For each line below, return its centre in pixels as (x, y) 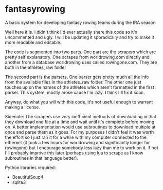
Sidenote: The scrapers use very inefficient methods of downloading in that (81, 116)
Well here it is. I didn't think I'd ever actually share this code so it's (71, 32)
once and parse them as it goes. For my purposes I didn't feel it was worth (80, 132)
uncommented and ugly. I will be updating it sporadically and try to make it (80, 37)
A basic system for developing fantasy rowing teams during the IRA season (80, 22)
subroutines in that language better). (42, 158)
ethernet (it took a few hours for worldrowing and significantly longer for (77, 142)
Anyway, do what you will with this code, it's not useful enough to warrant (79, 102)
